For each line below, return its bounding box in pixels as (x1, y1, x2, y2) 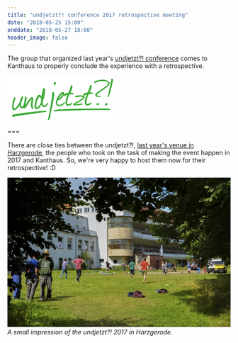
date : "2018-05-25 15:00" (7, 18, 84, 26)
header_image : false (7, 34, 69, 41)
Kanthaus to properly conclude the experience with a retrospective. (7, 62, 205, 70)
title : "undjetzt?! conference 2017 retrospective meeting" (7, 11, 189, 18)
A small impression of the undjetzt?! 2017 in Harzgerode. (7, 327, 173, 336)
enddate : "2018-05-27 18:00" (7, 26, 93, 33)
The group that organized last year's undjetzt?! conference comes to (7, 54, 208, 63)
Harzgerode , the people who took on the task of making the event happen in (7, 149, 230, 157)
